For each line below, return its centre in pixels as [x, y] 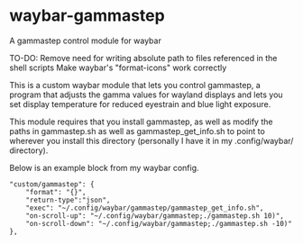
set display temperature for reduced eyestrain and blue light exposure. [140, 104]
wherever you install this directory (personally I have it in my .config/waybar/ [151, 140]
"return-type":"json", [68, 200]
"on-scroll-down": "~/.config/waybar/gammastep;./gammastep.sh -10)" [159, 223]
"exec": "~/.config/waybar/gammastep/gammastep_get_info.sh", [145, 208]
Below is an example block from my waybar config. [105, 167]
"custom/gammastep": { [52, 184]
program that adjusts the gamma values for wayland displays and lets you [146, 95]
